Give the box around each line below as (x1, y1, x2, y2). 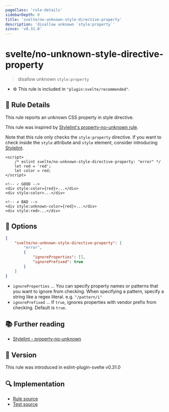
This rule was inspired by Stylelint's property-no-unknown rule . (5, 124, 139, 130)
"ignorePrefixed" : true (32, 260, 83, 265)
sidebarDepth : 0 (5, 12, 40, 17)
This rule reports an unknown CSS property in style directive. (5, 114, 134, 120)
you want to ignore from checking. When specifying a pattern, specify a (12, 288, 164, 294)
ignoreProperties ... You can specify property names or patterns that (12, 282, 158, 289)
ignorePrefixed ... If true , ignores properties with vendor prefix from (12, 299, 157, 305)
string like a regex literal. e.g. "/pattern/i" (12, 294, 103, 300)
